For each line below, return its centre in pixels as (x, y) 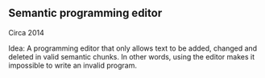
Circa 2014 (26, 32)
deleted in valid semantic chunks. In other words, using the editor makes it (132, 56)
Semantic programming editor (85, 13)
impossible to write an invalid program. (72, 65)
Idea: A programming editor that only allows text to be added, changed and (133, 48)
